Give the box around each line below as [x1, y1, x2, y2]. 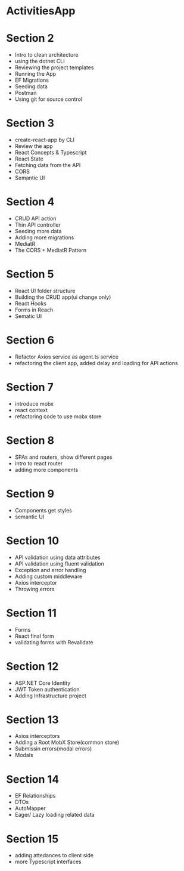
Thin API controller [14, 221, 61, 228]
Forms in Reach [14, 306, 54, 313]
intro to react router [14, 459, 63, 467]
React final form [14, 632, 55, 640]
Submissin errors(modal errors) [14, 745, 92, 752]
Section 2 [6, 32, 55, 45]
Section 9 [6, 487, 55, 501]
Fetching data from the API [14, 162, 81, 169]
